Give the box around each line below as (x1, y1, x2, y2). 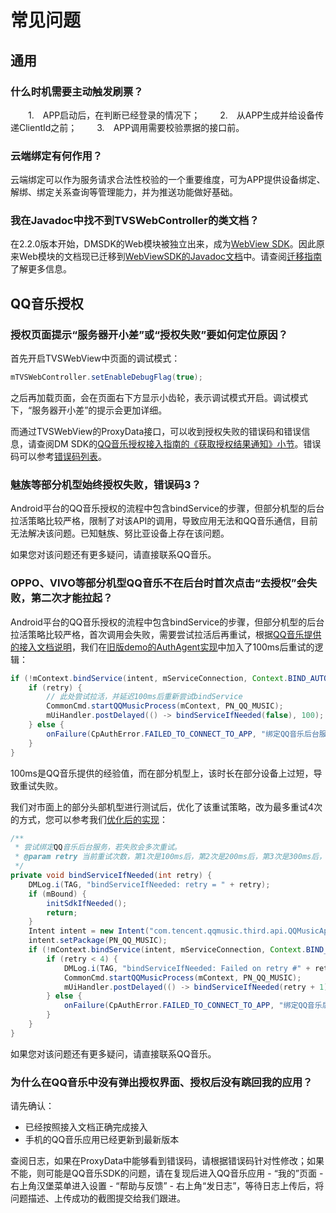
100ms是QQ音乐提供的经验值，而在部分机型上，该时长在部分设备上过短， (10, 767, 314, 779)
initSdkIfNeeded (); (46, 898, 128, 908)
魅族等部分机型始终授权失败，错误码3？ (10, 477, 202, 491)
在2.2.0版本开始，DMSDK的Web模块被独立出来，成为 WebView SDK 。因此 (10, 238, 317, 250)
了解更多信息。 (10, 263, 72, 275)
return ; (46, 907, 78, 918)
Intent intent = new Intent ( (28, 926, 150, 936)
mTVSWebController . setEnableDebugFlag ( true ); (10, 372, 203, 383)
